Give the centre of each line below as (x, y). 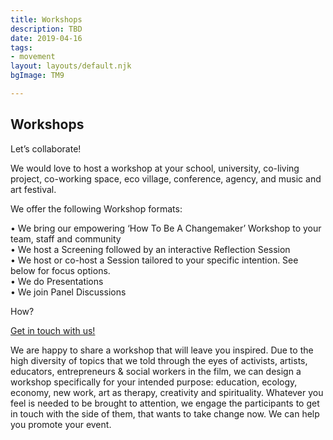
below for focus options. (60, 270)
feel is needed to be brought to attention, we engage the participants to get (165, 403)
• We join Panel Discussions (68, 292)
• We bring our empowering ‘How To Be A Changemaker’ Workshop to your (166, 228)
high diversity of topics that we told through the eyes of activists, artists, (159, 360)
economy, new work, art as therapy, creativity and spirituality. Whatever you (167, 392)
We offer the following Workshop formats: (96, 208)
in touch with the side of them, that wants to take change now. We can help (165, 413)
